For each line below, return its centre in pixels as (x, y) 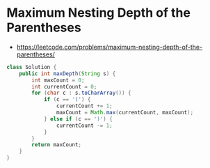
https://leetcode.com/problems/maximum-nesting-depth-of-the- (110, 47)
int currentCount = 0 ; (64, 86)
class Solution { (32, 67)
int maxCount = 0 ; (58, 80)
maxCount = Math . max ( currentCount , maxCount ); (125, 113)
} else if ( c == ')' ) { (78, 119)
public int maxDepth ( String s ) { (67, 74)
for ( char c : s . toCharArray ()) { (81, 93)
